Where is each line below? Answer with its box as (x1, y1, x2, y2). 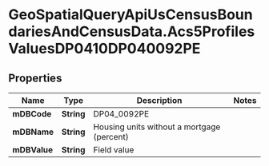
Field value (93, 144, 134, 155)
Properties (8, 71, 62, 85)
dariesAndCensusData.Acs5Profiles (8, 22, 255, 41)
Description (136, 95, 183, 105)
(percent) (93, 132, 130, 142)
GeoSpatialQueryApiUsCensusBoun (8, 6, 254, 24)
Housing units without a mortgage (93, 121, 221, 132)
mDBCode (12, 109, 52, 119)
